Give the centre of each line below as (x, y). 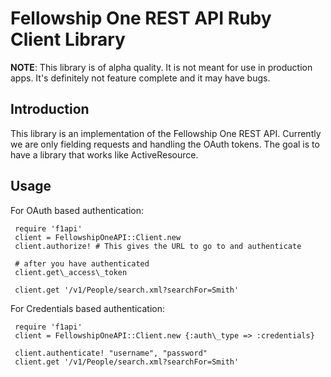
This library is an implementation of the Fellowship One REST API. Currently (166, 133)
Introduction (50, 109)
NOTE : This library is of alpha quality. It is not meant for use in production (161, 67)
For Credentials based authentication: (87, 308)
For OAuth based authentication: (77, 210)
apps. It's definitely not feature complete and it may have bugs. (140, 78)
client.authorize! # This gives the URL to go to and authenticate (158, 246)
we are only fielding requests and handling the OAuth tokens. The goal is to (165, 144)
